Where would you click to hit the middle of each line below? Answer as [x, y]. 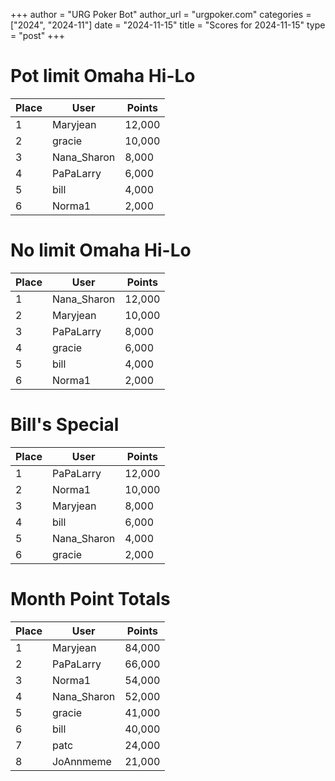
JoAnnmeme [81, 761]
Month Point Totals [90, 599]
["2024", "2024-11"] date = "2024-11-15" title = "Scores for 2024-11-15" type [168, 25]
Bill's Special [65, 425]
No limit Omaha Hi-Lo [101, 250]
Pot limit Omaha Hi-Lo [103, 76]
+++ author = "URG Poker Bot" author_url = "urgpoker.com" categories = [161, 14]
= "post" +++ [37, 35]
